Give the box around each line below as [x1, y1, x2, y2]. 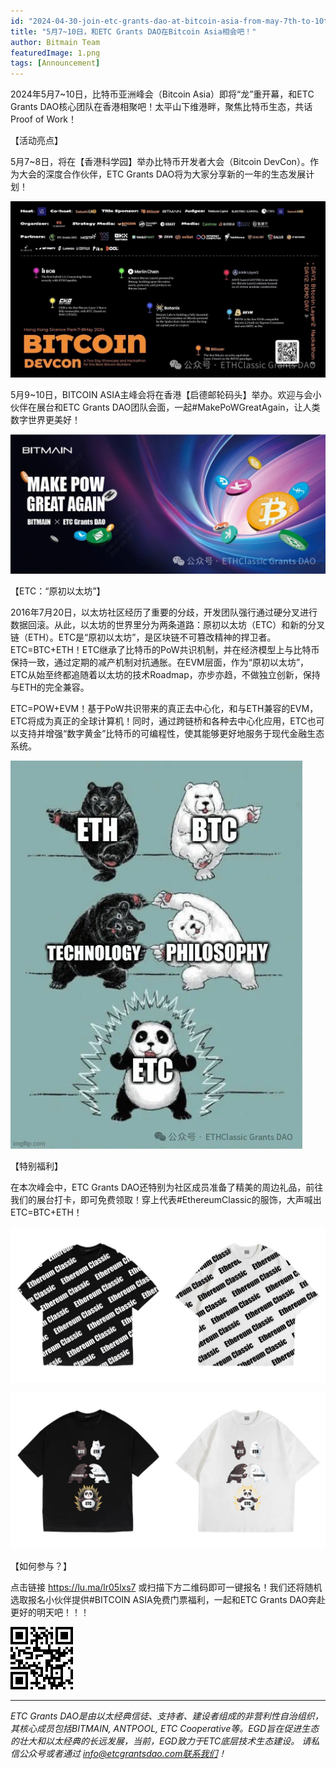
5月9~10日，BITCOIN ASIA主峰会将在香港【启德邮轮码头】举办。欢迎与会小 [10, 388, 322, 400]
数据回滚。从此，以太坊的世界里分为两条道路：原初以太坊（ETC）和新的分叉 [10, 618, 326, 630]
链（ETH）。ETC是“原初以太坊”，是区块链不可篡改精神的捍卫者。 [10, 631, 277, 643]
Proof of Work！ [10, 113, 78, 125]
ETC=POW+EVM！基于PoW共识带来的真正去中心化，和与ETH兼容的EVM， [10, 702, 319, 714]
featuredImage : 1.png [10, 48, 101, 58]
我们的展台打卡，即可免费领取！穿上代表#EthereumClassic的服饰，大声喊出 [10, 1193, 322, 1205]
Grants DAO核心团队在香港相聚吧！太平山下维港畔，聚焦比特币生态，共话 [10, 101, 313, 113]
